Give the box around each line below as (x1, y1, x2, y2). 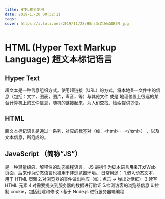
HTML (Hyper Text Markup (5, 42, 117, 53)
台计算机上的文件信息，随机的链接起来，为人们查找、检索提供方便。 (5, 100, 143, 106)
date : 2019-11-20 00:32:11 (5, 12, 61, 17)
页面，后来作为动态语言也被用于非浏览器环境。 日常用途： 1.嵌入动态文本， (5, 170, 158, 176)
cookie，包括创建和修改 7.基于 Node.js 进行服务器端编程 (10, 188, 125, 194)
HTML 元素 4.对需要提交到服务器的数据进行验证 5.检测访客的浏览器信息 (5, 182, 150, 188)
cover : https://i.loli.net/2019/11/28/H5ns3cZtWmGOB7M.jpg (5, 21, 129, 26)
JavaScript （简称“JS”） (5, 150, 82, 158)
